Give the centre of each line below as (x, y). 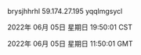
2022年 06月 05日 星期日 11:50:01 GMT (70, 43)
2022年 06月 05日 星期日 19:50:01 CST (70, 27)
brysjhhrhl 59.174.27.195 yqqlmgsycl (65, 11)
